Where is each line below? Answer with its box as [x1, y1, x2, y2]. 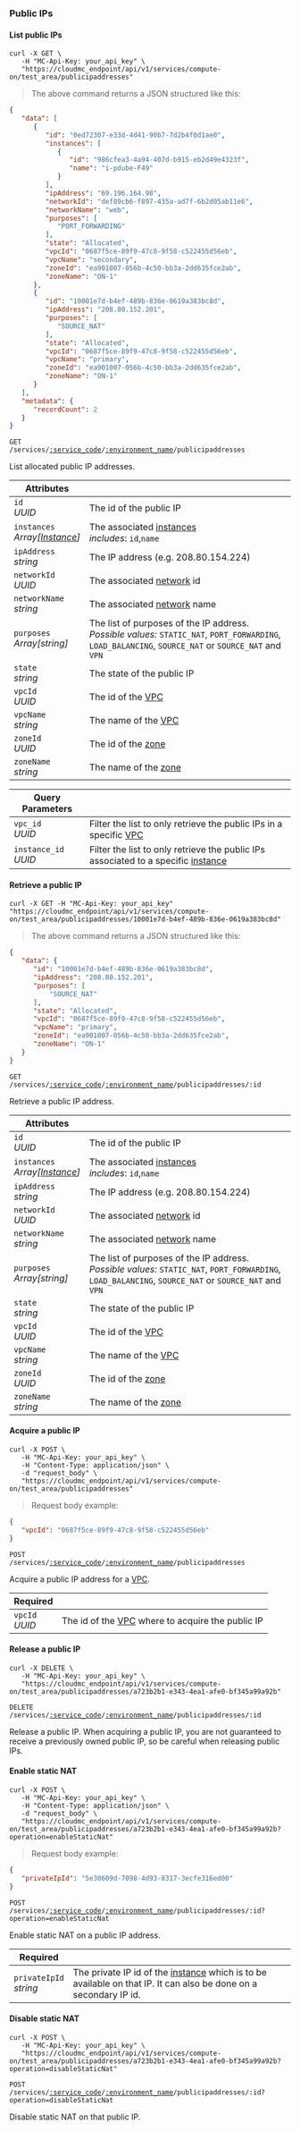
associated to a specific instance [88, 855, 228, 867]
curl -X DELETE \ [9, 1663, 74, 1672]
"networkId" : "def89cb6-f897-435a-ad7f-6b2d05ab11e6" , [45, 197, 254, 206]
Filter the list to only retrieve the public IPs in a [88, 817, 283, 830]
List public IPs [9, 30, 62, 40]
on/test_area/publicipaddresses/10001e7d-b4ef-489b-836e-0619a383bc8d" [9, 915, 281, 924]
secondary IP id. [72, 1988, 141, 2000]
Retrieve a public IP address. [9, 1095, 114, 1106]
